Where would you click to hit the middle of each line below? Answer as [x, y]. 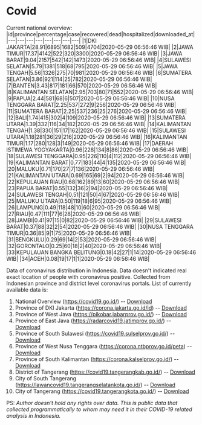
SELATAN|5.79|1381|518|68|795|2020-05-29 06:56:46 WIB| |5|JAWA [92, 66]
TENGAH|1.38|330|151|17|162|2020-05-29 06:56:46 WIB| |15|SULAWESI [96, 130]
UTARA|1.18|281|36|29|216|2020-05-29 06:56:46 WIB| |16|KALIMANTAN [97, 136]
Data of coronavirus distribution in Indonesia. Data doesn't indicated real [96, 270]
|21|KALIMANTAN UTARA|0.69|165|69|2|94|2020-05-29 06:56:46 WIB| [95, 175]
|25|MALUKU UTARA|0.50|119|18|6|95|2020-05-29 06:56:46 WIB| [89, 201]
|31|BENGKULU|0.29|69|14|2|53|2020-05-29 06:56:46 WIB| [81, 239]
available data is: [27, 289]
